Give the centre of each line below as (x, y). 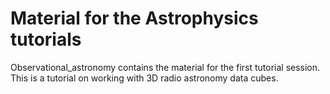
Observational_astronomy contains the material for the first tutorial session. (165, 67)
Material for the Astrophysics (134, 18)
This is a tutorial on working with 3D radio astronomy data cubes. (144, 78)
